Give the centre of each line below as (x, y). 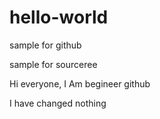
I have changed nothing (58, 103)
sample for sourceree (53, 64)
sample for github (45, 45)
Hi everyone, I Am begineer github (80, 83)
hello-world (59, 17)
